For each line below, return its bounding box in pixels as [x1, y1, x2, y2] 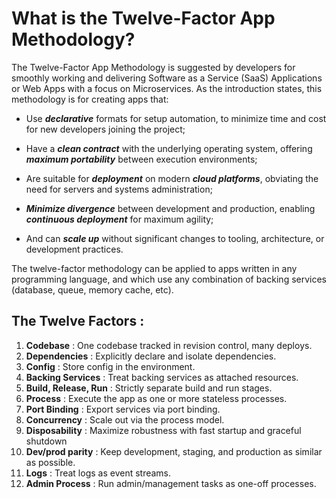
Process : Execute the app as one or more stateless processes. [25, 392, 288, 404]
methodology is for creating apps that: [11, 93, 169, 105]
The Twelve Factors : [11, 313, 145, 330]
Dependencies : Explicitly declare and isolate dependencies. [25, 350, 277, 362]
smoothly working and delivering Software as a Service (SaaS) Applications [11, 72, 323, 84]
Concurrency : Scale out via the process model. [25, 413, 225, 426]
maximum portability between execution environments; [25, 153, 258, 165]
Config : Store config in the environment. [25, 360, 196, 372]
